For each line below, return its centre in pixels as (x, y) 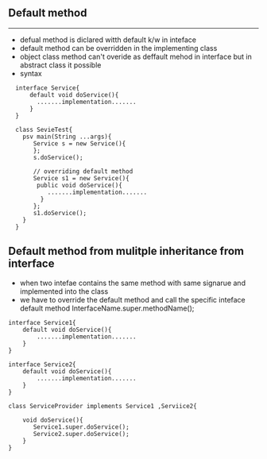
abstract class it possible (60, 65)
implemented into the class (64, 291)
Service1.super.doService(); (81, 427)
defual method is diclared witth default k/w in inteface (108, 40)
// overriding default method (83, 171)
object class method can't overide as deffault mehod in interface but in (136, 56)
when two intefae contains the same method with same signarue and (133, 283)
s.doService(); (58, 157)
